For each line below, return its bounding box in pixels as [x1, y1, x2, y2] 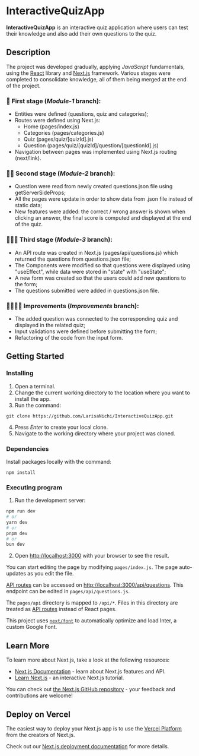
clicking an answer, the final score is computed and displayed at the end [14, 214, 191, 222]
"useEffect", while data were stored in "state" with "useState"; [14, 268, 166, 275]
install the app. [14, 395, 52, 402]
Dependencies [6, 444, 49, 453]
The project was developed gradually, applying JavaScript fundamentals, [6, 63, 185, 70]
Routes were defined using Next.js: [14, 117, 101, 124]
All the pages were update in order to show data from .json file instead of [14, 195, 193, 203]
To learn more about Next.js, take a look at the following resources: [6, 656, 170, 663]
